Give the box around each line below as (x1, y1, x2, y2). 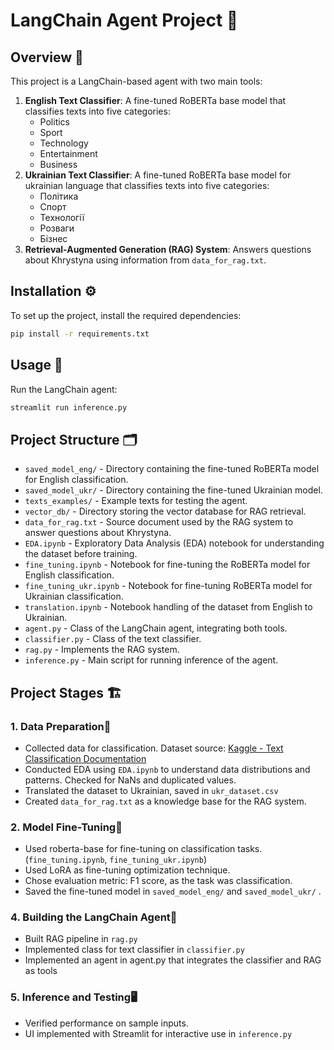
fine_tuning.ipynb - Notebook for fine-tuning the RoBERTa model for (24, 559, 311, 571)
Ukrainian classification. (24, 590, 124, 603)
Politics (39, 116, 70, 128)
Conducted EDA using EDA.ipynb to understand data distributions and (24, 763, 311, 775)
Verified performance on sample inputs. (24, 1017, 189, 1029)
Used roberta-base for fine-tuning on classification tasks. (24, 843, 263, 855)
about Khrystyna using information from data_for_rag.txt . (24, 254, 267, 266)
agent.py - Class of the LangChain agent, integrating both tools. (24, 622, 288, 634)
